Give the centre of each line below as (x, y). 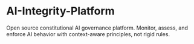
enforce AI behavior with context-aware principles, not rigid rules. (88, 34)
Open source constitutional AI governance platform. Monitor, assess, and (97, 28)
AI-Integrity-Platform (60, 11)
